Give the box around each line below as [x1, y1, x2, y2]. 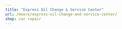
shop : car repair [5, 16, 41, 21]
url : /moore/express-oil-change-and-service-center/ [5, 12, 117, 17]
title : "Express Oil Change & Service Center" [5, 7, 104, 12]
